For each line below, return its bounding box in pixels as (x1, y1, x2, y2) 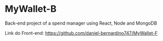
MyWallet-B (5, 3, 57, 15)
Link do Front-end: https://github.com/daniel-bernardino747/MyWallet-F (5, 30, 158, 36)
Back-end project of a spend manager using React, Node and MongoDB (5, 20, 157, 26)
